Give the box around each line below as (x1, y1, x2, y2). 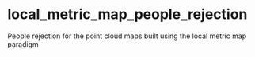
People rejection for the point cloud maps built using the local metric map (7, 31, 247, 41)
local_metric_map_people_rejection (7, 5, 248, 23)
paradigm (7, 39, 39, 48)
